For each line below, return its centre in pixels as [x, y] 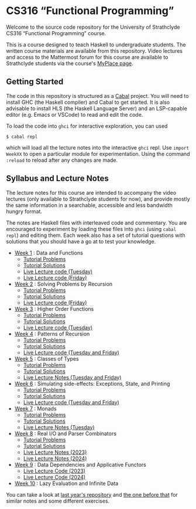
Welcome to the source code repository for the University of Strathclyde [93, 27]
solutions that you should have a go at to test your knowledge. [81, 241]
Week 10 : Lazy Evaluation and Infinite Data [66, 483]
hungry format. [24, 211]
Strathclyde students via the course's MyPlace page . [70, 63]
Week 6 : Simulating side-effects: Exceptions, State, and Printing [92, 384]
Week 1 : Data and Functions [49, 253]
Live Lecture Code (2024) [54, 477]
